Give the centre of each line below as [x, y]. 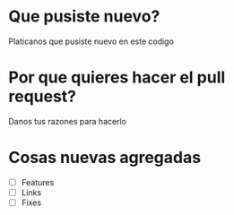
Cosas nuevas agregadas [105, 158]
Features [38, 182]
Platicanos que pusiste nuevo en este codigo [91, 41]
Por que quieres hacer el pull [117, 77]
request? [43, 97]
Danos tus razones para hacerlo [68, 121]
